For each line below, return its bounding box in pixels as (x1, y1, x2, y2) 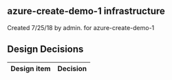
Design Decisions (7, 44, 84, 55)
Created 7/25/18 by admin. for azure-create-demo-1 (7, 23, 155, 31)
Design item (10, 64, 51, 73)
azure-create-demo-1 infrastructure (7, 5, 165, 17)
